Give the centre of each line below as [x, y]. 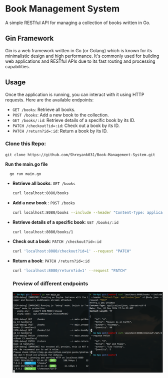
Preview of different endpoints [50, 284]
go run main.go [25, 174]
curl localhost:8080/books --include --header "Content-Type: [78, 212]
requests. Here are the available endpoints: [49, 100]
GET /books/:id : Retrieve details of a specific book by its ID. [74, 120]
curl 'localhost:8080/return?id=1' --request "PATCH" [69, 271]
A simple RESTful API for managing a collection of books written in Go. [78, 23]
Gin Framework [29, 38]
